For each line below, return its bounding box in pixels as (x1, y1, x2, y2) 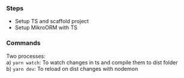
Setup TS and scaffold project (14, 18, 89, 25)
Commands (6, 39, 41, 47)
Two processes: (6, 52, 46, 60)
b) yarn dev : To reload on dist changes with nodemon (6, 65, 138, 72)
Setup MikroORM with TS (14, 24, 78, 31)
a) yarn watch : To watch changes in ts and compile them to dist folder (6, 58, 178, 66)
